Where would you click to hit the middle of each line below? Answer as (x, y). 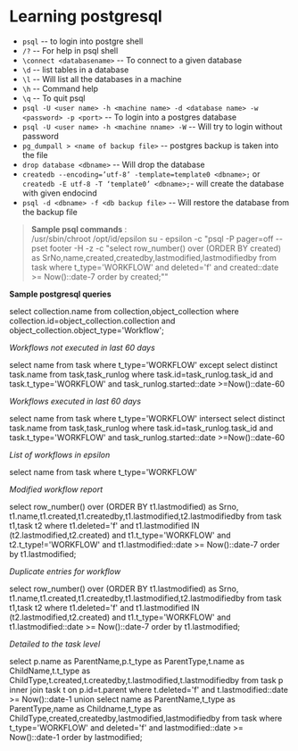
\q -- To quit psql (54, 98)
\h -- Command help (60, 88)
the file (35, 154)
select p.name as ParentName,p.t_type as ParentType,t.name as (127, 661)
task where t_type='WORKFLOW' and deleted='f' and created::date (155, 267)
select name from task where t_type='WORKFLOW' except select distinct (144, 364)
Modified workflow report (56, 489)
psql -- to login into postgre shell (83, 41)
